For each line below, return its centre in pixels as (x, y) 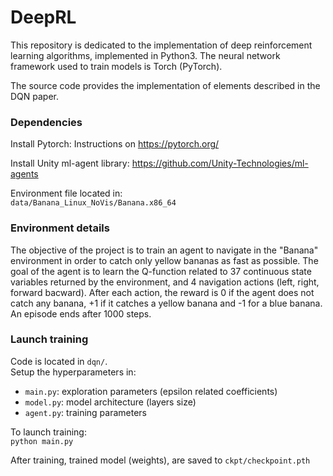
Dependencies (46, 122)
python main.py (42, 441)
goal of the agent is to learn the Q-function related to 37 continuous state (161, 271)
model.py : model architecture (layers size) (110, 402)
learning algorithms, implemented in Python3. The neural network (145, 55)
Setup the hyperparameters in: (73, 372)
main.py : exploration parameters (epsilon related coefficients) (151, 391)
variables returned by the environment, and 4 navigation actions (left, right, (165, 282)
